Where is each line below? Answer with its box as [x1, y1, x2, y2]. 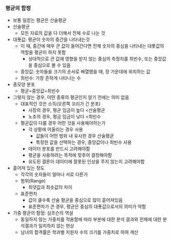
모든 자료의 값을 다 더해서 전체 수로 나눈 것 [20, 30, 105, 36]
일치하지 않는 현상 [38, 223, 74, 229]
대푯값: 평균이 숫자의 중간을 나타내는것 [12, 36, 90, 43]
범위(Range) [20, 178, 46, 184]
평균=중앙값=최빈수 [20, 88, 60, 94]
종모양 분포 [12, 81, 35, 88]
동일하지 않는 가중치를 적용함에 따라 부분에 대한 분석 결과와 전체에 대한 [20, 216, 162, 223]
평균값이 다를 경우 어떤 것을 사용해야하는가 [20, 120, 106, 126]
